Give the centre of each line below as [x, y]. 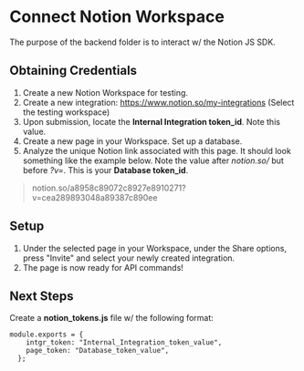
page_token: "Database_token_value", [98, 351]
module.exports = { [47, 335]
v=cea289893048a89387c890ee [94, 197]
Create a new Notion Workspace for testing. [105, 92]
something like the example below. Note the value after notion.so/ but [153, 160]
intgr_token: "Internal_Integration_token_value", [124, 343]
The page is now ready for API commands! [103, 267]
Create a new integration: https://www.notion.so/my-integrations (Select [158, 102]
